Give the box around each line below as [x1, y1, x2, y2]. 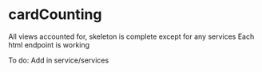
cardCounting [8, 6, 102, 24]
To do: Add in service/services [8, 55, 109, 65]
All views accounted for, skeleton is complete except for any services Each [8, 32, 255, 41]
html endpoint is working [8, 40, 90, 49]
